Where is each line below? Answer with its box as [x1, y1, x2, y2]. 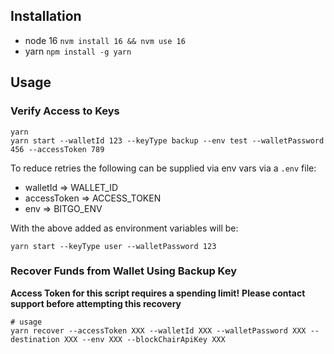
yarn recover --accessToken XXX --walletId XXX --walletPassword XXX [10, 325, 307, 336]
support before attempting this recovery [10, 297, 182, 309]
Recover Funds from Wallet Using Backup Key [10, 264, 238, 278]
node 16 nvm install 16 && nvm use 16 [24, 34, 186, 46]
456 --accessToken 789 [10, 144, 105, 154]
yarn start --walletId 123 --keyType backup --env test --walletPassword [10, 135, 325, 146]
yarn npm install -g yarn [24, 45, 132, 57]
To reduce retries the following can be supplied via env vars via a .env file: [10, 162, 317, 174]
